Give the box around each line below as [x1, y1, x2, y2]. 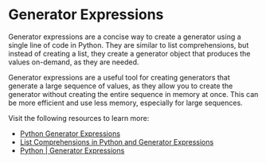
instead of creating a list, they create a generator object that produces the [8, 49, 251, 58]
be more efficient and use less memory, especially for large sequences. [8, 98, 243, 107]
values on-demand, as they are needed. [8, 57, 139, 67]
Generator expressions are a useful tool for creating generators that [8, 72, 231, 82]
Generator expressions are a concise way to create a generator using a [8, 32, 241, 41]
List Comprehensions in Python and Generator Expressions [19, 137, 214, 146]
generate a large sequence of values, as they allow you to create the [8, 81, 233, 91]
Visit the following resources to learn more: [8, 113, 150, 122]
